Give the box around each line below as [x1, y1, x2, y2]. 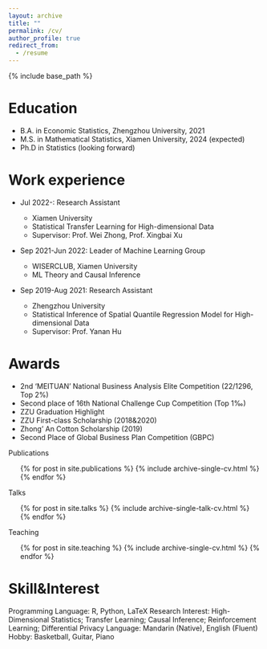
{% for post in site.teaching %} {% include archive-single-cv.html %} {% [19, 543, 261, 553]
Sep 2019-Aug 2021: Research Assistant [19, 285, 153, 295]
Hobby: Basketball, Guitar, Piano [8, 631, 115, 641]
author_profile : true [8, 34, 81, 43]
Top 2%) [19, 390, 50, 399]
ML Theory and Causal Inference [31, 270, 141, 280]
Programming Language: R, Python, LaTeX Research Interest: [8, 606, 210, 615]
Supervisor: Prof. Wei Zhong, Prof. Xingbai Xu [31, 230, 183, 239]
